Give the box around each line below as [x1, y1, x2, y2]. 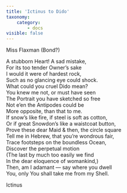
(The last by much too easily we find [6, 151, 94, 158]
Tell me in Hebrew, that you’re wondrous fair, [6, 133, 115, 140]
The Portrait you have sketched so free [6, 95, 101, 103]
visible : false [6, 31, 44, 36]
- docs [27, 25, 44, 31]
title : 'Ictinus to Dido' [6, 8, 69, 15]
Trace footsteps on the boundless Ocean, [6, 139, 107, 146]
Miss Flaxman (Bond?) [6, 46, 61, 53]
